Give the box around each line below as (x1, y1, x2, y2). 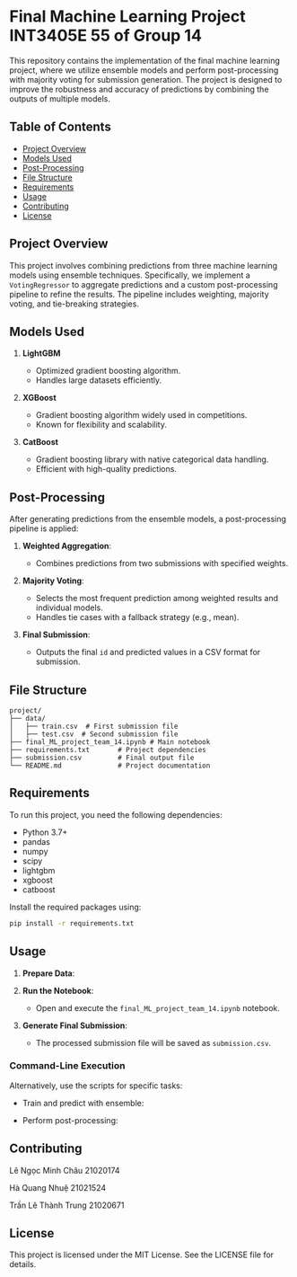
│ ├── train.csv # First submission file (9, 722, 179, 731)
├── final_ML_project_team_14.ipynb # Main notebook (9, 738, 211, 747)
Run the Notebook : (22, 985, 94, 996)
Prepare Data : (22, 968, 75, 979)
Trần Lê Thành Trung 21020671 (9, 1200, 125, 1210)
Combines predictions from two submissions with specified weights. (35, 558, 289, 569)
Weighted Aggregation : (22, 541, 112, 552)
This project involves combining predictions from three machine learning (9, 260, 278, 270)
